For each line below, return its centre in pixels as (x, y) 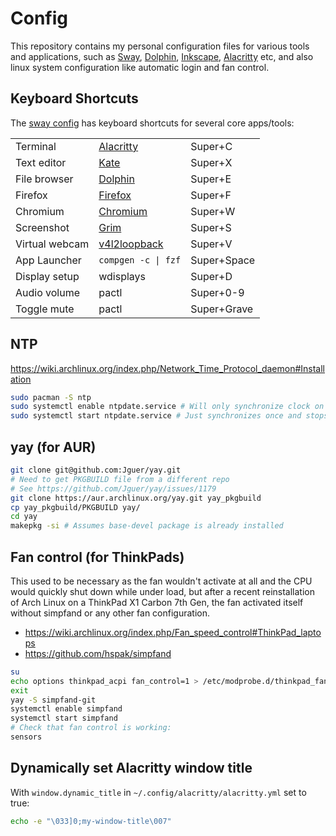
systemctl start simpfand (64, 718)
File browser (44, 179)
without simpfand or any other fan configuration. (110, 613)
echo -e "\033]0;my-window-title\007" (91, 821)
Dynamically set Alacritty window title (131, 768)
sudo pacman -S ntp (51, 397)
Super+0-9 (217, 292)
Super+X (211, 162)
